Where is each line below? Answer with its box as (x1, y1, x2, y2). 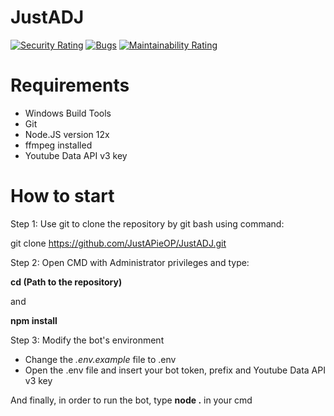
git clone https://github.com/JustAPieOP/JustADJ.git (10, 237, 227, 249)
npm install (10, 314, 58, 326)
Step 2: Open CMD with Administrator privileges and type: (10, 256, 250, 268)
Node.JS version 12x (24, 128, 110, 140)
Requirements (10, 74, 130, 97)
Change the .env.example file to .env (24, 353, 177, 365)
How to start (10, 185, 115, 208)
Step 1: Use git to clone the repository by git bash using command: (10, 217, 285, 230)
